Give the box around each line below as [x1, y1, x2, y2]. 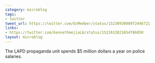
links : [5, 26, 19, 31]
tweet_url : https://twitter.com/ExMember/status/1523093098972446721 [5, 21, 151, 26]
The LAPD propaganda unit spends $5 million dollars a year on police [5, 48, 145, 54]
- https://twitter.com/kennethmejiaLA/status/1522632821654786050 [5, 30, 144, 35]
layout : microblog [5, 35, 43, 40]
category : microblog [5, 7, 48, 12]
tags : [5, 12, 16, 17]
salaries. [5, 53, 22, 59]
